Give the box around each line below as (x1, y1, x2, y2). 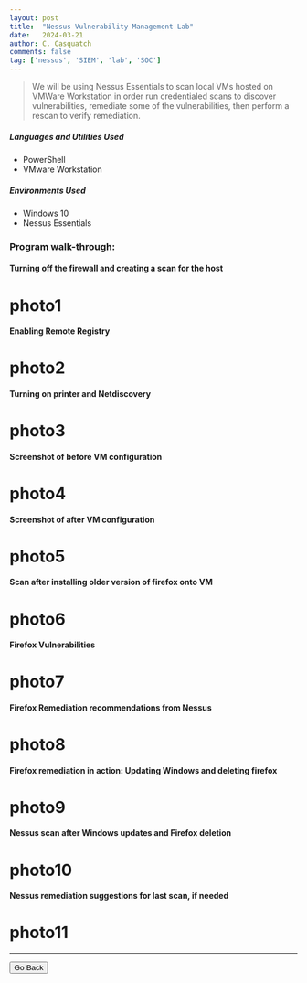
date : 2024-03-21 (9, 30, 84, 39)
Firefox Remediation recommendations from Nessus (9, 701, 212, 713)
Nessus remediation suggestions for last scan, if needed (9, 891, 229, 902)
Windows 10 (22, 208, 69, 219)
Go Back (14, 963, 44, 973)
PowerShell (22, 154, 66, 165)
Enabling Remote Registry (9, 326, 111, 337)
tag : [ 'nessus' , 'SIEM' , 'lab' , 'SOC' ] (9, 56, 162, 65)
